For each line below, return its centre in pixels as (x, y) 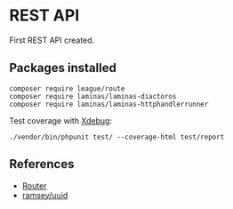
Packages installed (63, 68)
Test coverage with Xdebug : (61, 120)
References (42, 164)
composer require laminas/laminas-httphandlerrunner (109, 104)
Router (34, 185)
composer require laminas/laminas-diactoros (93, 96)
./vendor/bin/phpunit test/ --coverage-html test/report (117, 137)
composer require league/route (67, 88)
